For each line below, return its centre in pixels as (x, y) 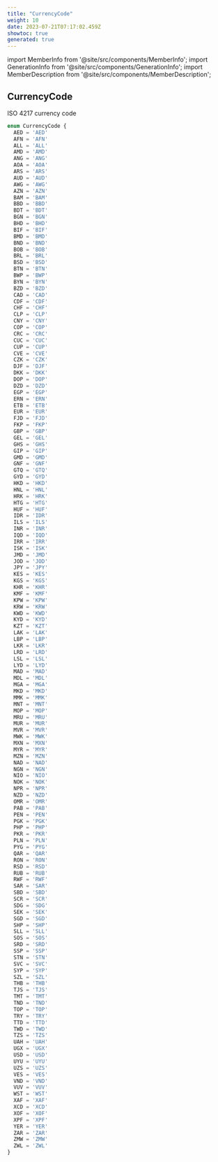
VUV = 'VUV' (31, 1087)
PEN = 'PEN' (31, 815)
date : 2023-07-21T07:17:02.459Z (54, 27)
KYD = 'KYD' (31, 620)
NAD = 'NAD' (31, 762)
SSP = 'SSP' (31, 951)
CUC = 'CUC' (31, 340)
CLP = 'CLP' (31, 314)
